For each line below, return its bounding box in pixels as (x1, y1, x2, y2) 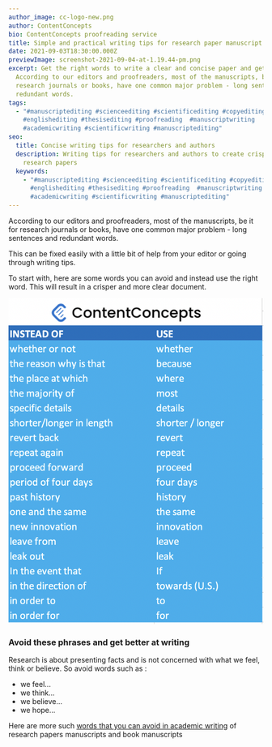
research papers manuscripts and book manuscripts (8, 730, 183, 739)
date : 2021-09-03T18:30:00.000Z (8, 47, 117, 56)
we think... (19, 688, 55, 698)
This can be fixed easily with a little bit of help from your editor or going (8, 249, 247, 259)
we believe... (19, 697, 63, 706)
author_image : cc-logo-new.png (8, 13, 114, 21)
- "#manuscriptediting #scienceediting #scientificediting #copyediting (15, 107, 266, 115)
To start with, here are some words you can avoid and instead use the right (8, 273, 258, 283)
